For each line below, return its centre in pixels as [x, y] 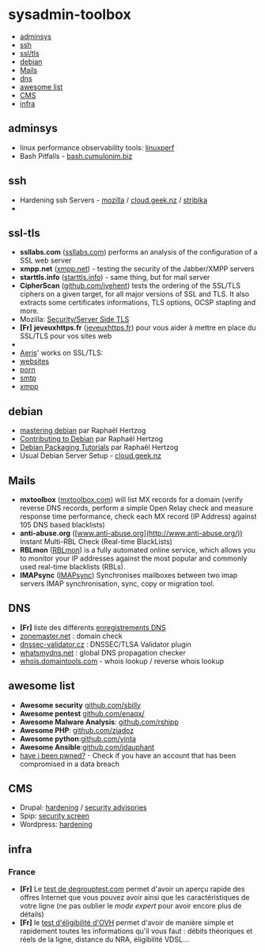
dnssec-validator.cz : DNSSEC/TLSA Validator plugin [105, 644]
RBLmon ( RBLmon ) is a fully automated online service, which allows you [137, 550]
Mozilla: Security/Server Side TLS [74, 319]
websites [34, 361]
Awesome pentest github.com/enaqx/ [82, 713]
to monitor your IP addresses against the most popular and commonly [133, 558]
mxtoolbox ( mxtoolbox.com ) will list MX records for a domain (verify [131, 499]
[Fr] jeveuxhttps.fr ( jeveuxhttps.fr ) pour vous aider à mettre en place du [138, 328]
